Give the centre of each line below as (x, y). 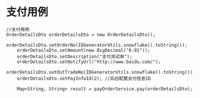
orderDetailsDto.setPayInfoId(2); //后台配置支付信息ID (84, 78)
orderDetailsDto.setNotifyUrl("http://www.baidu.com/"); (89, 62)
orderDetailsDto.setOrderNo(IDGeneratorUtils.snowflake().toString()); (97, 45)
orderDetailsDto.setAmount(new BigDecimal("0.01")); (84, 50)
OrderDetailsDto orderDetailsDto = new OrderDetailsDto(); (81, 34)
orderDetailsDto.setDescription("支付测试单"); (75, 56)
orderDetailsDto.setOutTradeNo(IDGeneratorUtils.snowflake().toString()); (101, 72)
